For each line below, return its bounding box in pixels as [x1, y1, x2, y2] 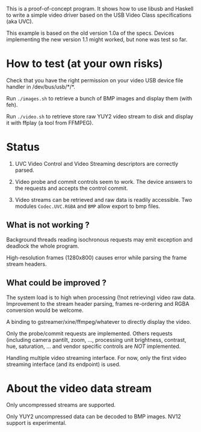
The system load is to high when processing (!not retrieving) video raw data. [6, 294, 196, 301]
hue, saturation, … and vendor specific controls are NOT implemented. [6, 342, 181, 350]
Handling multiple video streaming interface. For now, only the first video [6, 354, 187, 361]
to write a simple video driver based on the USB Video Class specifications [6, 11, 192, 19]
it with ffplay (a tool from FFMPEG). [6, 119, 94, 126]
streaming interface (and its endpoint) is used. [6, 361, 121, 368]
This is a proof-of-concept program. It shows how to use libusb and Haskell [6, 5, 194, 12]
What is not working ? [6, 220, 90, 230]
